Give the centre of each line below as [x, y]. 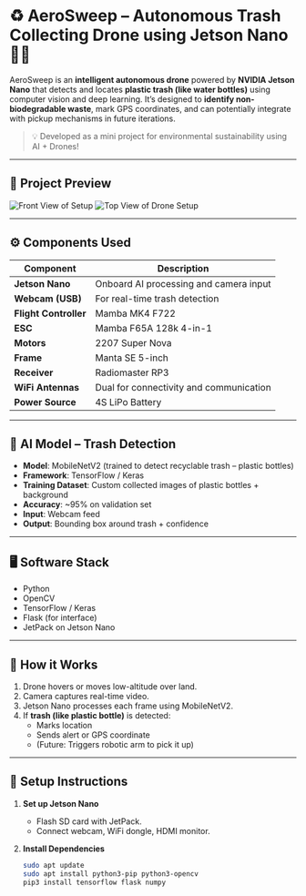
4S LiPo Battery [128, 402]
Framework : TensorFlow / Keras [83, 475]
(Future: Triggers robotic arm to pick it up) [115, 744]
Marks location [64, 725]
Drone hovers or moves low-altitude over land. [110, 687]
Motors [30, 342]
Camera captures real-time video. [86, 696]
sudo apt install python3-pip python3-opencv [110, 874]
